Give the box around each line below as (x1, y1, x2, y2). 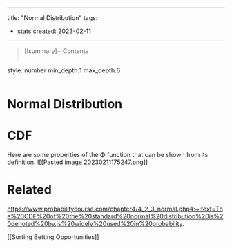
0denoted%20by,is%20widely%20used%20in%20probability (7, 220, 183, 228)
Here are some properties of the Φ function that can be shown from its (7, 151, 209, 159)
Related (7, 182, 52, 198)
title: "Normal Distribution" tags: (7, 14, 98, 21)
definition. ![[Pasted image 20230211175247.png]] (7, 158, 148, 166)
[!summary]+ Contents (23, 47, 89, 55)
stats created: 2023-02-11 (17, 27, 92, 35)
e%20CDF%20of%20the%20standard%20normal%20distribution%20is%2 (7, 212, 224, 220)
